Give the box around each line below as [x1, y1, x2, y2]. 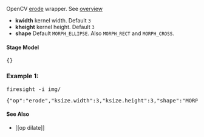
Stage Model [6, 44, 39, 51]
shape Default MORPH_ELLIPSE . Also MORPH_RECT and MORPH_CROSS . [15, 30, 174, 37]
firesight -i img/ [6, 85, 61, 93]
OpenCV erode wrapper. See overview [6, 5, 103, 12]
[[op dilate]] [15, 124, 45, 131]
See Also [6, 110, 29, 118]
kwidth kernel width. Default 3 [15, 17, 91, 24]
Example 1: [6, 72, 39, 81]
